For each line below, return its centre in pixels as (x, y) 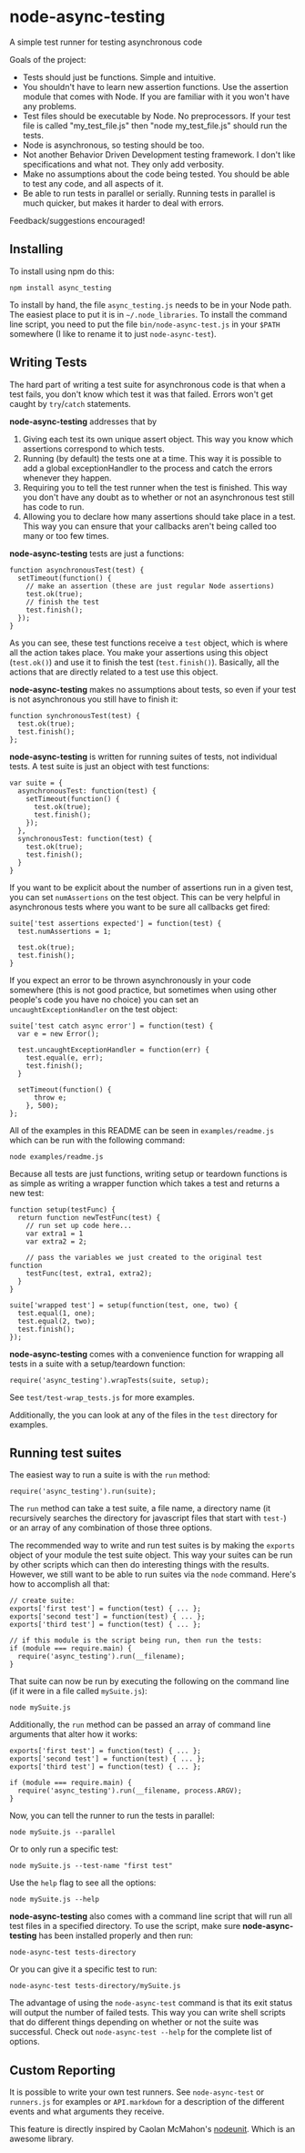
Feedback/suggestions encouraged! (77, 220)
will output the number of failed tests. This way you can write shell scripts (147, 2013)
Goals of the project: (48, 59)
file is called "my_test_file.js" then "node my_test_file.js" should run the (155, 126)
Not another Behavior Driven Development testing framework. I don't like (159, 154)
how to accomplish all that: (60, 1584)
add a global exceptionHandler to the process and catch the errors (147, 468)
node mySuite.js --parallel (63, 1833)
